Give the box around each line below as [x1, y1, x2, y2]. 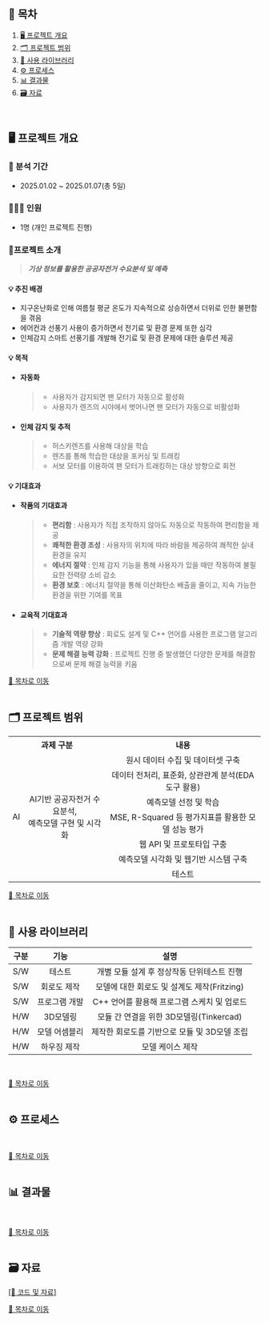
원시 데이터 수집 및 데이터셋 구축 [126, 755, 240, 766]
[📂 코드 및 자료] [8, 1288, 57, 1297]
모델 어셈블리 [37, 1026, 84, 1037]
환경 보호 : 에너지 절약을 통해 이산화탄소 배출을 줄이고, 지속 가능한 [51, 580, 256, 590]
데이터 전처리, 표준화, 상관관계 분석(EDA [111, 770, 255, 781]
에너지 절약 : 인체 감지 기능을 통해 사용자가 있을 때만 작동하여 [51, 560, 242, 570]
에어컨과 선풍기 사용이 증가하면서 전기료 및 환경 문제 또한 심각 [19, 323, 212, 333]
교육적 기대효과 [19, 610, 68, 619]
